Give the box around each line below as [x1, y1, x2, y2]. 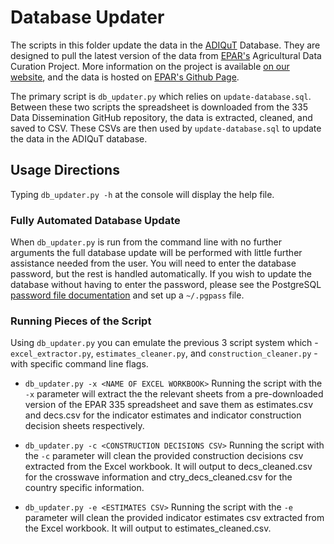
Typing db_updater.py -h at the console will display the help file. [10, 188, 275, 200]
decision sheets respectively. [24, 420, 145, 432]
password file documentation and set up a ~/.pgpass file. [10, 289, 245, 301]
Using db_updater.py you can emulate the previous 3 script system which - [10, 337, 319, 349]
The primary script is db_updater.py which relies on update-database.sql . [10, 90, 312, 102]
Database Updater [10, 6, 165, 29]
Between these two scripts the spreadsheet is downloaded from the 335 [10, 101, 308, 113]
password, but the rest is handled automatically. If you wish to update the [10, 268, 313, 280]
